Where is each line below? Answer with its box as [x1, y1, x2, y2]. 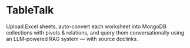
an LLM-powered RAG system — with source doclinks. [6, 35, 138, 42]
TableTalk [6, 4, 54, 17]
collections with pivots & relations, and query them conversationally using [6, 29, 185, 36]
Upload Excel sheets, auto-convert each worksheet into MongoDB [6, 23, 166, 30]
